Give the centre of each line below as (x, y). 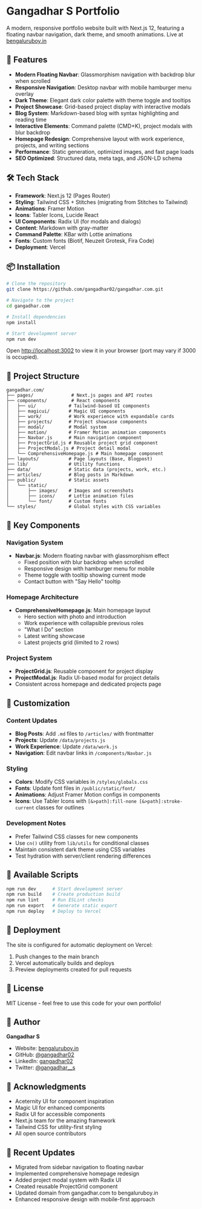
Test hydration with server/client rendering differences (83, 856)
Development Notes (36, 823)
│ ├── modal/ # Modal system (57, 427)
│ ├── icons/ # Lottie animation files (70, 496)
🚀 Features (27, 60)
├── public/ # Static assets (58, 480)
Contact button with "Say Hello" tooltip (72, 581)
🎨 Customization (38, 703)
